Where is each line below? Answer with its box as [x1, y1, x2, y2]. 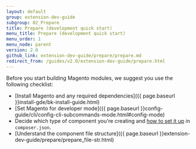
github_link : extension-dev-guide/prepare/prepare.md [6, 53, 142, 59]
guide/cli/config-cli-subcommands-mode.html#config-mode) [14, 111, 165, 118]
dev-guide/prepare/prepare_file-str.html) [14, 136, 114, 143]
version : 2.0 [6, 47, 38, 53]
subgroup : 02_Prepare [6, 20, 60, 25]
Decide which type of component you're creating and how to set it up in [14, 117, 191, 124]
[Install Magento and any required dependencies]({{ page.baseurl [14, 92, 175, 99]
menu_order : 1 [6, 36, 41, 42]
